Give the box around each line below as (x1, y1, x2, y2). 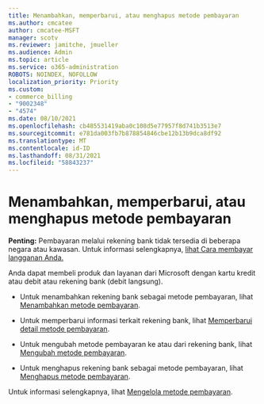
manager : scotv (8, 33, 59, 42)
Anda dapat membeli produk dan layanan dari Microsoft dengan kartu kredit (8, 269, 256, 278)
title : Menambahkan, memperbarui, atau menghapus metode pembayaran (8, 11, 239, 20)
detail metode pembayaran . (19, 324, 110, 333)
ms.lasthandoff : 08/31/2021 (8, 151, 101, 159)
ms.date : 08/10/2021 (8, 115, 77, 123)
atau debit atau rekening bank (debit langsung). (8, 276, 163, 286)
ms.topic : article (8, 56, 69, 64)
